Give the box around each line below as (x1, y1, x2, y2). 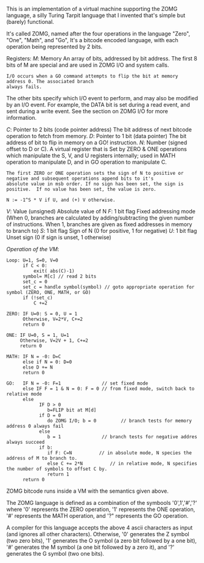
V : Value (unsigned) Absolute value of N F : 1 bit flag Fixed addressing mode (6, 208, 196, 215)
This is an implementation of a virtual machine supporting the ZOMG (6, 6, 178, 12)
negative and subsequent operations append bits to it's (6, 175, 154, 182)
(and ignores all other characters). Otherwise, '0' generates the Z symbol (6, 531, 190, 537)
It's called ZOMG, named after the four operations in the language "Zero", (6, 30, 191, 37)
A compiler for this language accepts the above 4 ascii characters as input (6, 524, 193, 531)
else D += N (22, 364, 53, 370)
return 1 (47, 471, 69, 477)
